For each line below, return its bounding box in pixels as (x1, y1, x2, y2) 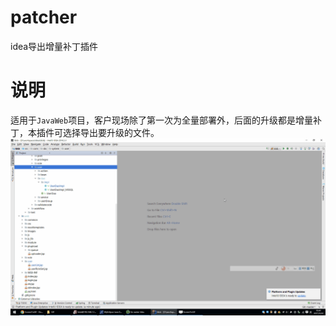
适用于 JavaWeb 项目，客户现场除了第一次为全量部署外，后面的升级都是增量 (10, 114, 314, 126)
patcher (10, 6, 78, 29)
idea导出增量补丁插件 (10, 40, 99, 52)
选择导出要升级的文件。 (62, 126, 160, 138)
